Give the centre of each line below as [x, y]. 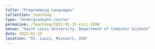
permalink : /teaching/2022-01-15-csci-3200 [53, 24]
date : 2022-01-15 [24, 34]
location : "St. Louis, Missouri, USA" [47, 39]
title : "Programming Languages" [40, 10]
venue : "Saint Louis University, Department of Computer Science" [78, 29]
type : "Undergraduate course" [38, 19]
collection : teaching [28, 15]
